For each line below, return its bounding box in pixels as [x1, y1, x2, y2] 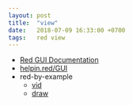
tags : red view [8, 33, 66, 42]
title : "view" [8, 19, 59, 27]
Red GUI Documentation [19, 55, 99, 65]
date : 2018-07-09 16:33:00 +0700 [8, 26, 126, 34]
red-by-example [19, 72, 73, 81]
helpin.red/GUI [19, 64, 68, 73]
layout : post [8, 11, 51, 20]
